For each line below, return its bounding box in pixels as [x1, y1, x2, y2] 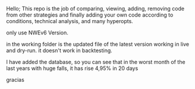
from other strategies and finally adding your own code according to [6, 11, 174, 18]
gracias [6, 77, 25, 83]
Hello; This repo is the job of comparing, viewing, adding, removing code [6, 5, 185, 12]
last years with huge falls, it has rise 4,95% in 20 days [6, 65, 139, 72]
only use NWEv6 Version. [6, 29, 68, 36]
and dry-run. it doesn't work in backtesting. [6, 47, 113, 54]
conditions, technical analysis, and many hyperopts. [6, 18, 134, 24]
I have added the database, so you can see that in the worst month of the [6, 59, 185, 65]
